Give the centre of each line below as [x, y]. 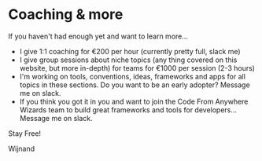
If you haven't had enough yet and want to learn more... [98, 36]
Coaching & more [66, 15]
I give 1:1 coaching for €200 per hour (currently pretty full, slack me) [130, 51]
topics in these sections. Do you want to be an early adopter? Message [135, 85]
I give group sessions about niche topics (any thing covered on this [128, 60]
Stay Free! [25, 133]
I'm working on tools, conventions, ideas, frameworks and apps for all [133, 76]
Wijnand [22, 148]
